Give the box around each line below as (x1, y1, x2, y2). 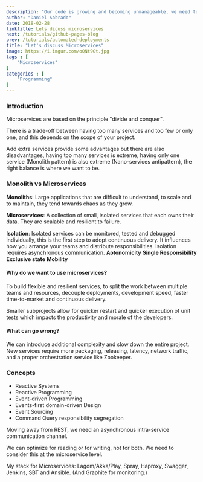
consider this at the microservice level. (6, 451, 103, 458)
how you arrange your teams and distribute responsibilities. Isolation (6, 242, 177, 249)
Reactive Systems (14, 382, 60, 390)
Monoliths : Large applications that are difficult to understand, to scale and (6, 193, 192, 201)
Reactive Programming (14, 389, 72, 396)
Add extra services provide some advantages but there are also (6, 146, 165, 153)
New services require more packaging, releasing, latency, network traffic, (6, 347, 189, 354)
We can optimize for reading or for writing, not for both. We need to (6, 445, 174, 452)
